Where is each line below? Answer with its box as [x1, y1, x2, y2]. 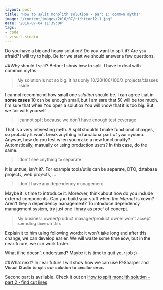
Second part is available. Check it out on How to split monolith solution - [5, 274, 150, 280]
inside [17, 82, 29, 88]
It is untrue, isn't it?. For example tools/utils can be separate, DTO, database [5, 166, 158, 172]
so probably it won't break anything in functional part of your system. [5, 132, 144, 137]
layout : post [5, 7, 32, 12]
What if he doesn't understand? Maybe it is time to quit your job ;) [5, 250, 137, 256]
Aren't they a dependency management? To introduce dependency [5, 201, 140, 206]
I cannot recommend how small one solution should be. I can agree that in [5, 91, 154, 98]
